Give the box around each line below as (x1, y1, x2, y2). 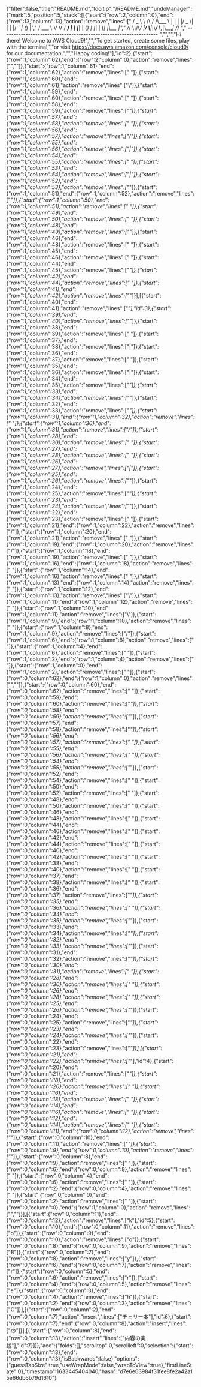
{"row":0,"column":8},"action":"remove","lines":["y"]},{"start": (6, 1255, 159, 1262)
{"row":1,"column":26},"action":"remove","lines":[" (6, 477, 130, 484)
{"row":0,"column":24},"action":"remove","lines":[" (6, 1032, 130, 1039)
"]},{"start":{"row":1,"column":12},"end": (11, 585, 110, 592)
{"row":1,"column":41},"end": (6, 286, 77, 293)
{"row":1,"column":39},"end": (6, 311, 78, 318)
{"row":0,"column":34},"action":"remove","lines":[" (6, 930, 130, 937)
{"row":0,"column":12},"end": (6, 1115, 78, 1122)
